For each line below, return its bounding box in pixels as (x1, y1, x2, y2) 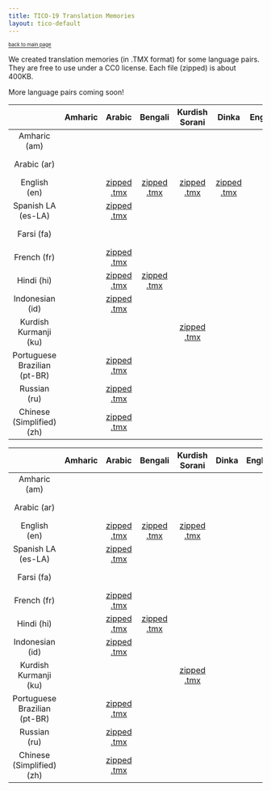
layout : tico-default (8, 19, 81, 27)
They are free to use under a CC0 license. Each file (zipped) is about (8, 62, 236, 73)
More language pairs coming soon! (8, 87, 124, 97)
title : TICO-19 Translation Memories (8, 11, 135, 20)
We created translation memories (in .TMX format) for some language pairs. (8, 54, 261, 64)
